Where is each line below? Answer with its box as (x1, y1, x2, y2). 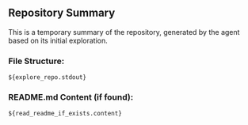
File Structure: (8, 55, 65, 66)
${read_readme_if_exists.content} (8, 110, 123, 118)
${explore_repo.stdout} (8, 74, 87, 81)
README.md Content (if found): (8, 92, 134, 103)
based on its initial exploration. (8, 36, 109, 45)
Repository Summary (8, 6, 116, 20)
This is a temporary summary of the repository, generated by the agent (8, 27, 240, 36)
